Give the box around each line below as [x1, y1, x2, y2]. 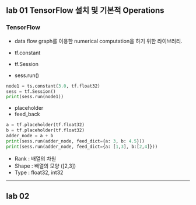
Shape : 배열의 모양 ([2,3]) [14, 162, 76, 169]
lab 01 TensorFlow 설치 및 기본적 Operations [6, 5, 164, 16]
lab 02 [6, 192, 30, 201]
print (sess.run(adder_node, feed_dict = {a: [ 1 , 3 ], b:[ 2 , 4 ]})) [6, 144, 158, 150]
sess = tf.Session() [6, 88, 57, 95]
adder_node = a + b [6, 133, 54, 139]
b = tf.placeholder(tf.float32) [6, 127, 85, 133]
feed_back [14, 110, 40, 118]
